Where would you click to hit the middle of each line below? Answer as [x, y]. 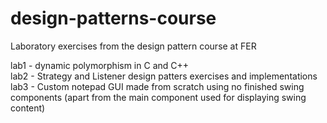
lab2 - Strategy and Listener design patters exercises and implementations [164, 76]
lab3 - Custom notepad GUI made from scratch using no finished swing [157, 86]
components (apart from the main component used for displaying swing [158, 97]
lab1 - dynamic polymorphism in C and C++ [100, 65]
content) [28, 108]
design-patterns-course [113, 18]
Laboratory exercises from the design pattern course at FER [133, 46]
